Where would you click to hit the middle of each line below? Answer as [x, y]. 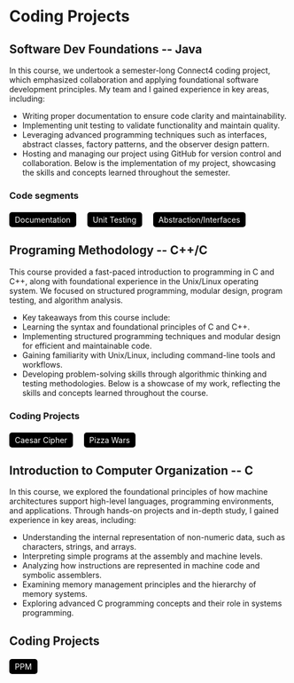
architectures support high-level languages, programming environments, [142, 501]
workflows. [43, 364]
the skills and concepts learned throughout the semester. [126, 172]
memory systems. [55, 594]
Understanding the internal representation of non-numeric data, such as [154, 537]
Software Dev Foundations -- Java [106, 49]
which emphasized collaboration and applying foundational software [134, 80]
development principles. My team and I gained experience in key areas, [139, 89]
